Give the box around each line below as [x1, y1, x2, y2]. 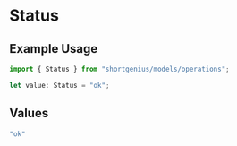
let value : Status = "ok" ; [9, 81, 110, 90]
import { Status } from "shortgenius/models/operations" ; [9, 64, 230, 73]
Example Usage [9, 41, 98, 56]
